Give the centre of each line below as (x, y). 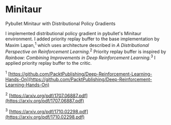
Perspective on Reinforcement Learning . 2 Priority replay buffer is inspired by (86, 51)
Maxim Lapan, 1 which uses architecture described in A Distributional (77, 44)
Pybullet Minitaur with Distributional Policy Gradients (60, 23)
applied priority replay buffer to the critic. (48, 63)
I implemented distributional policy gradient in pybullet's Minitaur (74, 33)
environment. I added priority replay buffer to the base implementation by (82, 39)
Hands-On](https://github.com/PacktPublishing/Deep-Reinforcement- (79, 79)
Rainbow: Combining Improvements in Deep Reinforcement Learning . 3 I (80, 57)
